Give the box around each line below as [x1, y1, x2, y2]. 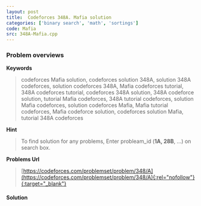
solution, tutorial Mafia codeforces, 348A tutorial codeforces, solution [20, 95, 194, 103]
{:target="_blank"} [20, 180, 67, 187]
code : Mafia [6, 25, 36, 32]
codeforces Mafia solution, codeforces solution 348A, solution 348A [20, 76, 191, 83]
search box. [20, 144, 51, 151]
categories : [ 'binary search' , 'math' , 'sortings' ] [6, 20, 138, 26]
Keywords [6, 64, 32, 72]
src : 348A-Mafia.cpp [6, 31, 58, 37]
